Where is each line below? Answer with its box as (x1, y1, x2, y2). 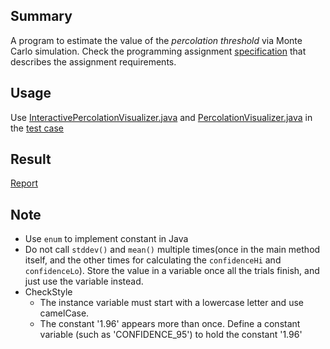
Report (10, 177, 39, 189)
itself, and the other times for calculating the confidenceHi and (24, 254, 282, 266)
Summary (10, 8, 73, 25)
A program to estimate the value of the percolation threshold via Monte (10, 34, 303, 46)
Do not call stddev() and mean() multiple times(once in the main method (24, 244, 321, 256)
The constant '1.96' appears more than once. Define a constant (39, 318, 301, 330)
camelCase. (39, 307, 90, 319)
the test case (10, 122, 65, 134)
